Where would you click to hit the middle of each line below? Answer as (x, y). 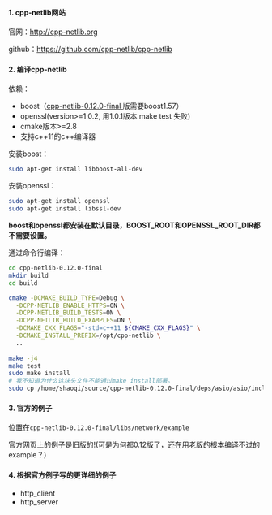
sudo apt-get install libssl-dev (65, 209)
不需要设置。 (30, 236)
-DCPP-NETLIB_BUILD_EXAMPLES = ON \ (74, 321)
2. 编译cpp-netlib (38, 69)
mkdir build (28, 275)
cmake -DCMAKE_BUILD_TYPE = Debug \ (67, 298)
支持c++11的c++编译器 (58, 136)
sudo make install (39, 374)
